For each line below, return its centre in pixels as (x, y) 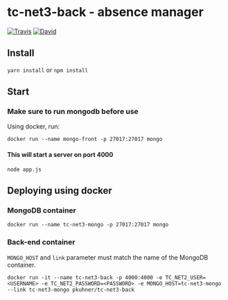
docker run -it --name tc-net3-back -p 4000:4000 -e (85, 277)
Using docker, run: (34, 126)
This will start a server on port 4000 (60, 155)
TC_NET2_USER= (186, 277)
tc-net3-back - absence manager (106, 12)
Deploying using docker (60, 191)
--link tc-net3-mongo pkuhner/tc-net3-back (71, 290)
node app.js (24, 169)
